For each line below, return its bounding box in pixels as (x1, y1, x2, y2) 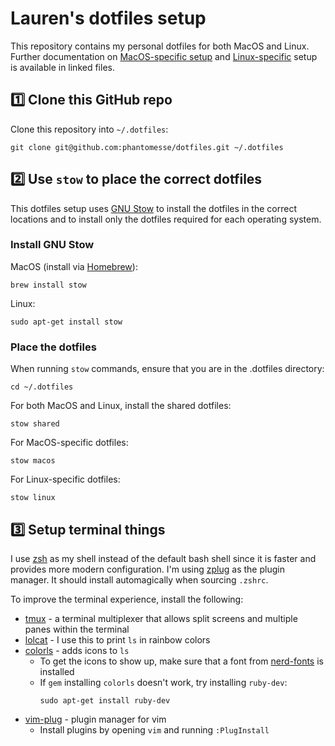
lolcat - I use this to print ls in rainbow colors (24, 633, 211, 646)
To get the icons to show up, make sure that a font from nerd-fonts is (39, 655, 324, 667)
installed (39, 665, 75, 677)
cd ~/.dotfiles (10, 382, 74, 392)
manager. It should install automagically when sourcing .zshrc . (10, 573, 269, 586)
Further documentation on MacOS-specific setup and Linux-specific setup (10, 50, 318, 62)
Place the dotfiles (10, 340, 97, 354)
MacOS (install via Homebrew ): (10, 260, 138, 272)
